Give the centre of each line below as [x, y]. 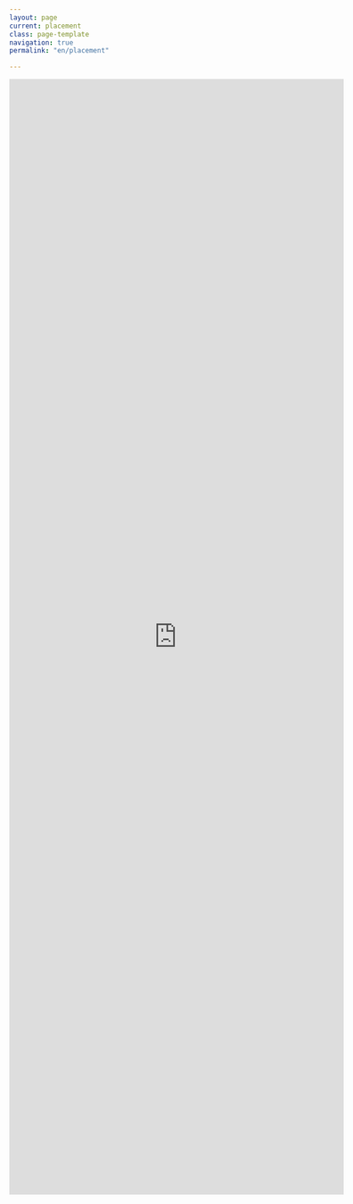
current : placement [45, 26]
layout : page [33, 17]
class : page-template [49, 34]
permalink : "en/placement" [59, 51]
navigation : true [41, 42]
